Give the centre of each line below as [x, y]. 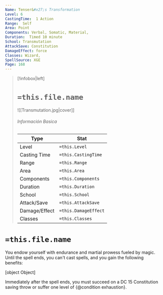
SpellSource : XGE [23, 60]
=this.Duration [77, 187]
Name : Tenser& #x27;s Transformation [42, 10]
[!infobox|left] [31, 79]
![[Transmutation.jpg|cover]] [46, 110]
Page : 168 [15, 64]
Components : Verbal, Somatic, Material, [47, 32]
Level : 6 [14, 14]
